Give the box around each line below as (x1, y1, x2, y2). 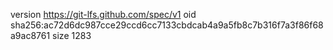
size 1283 (52, 30, 92, 41)
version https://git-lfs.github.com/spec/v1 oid (10, 9, 197, 20)
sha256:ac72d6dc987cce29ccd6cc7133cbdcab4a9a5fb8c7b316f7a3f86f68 (10, 19, 324, 31)
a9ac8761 (10, 30, 51, 41)
